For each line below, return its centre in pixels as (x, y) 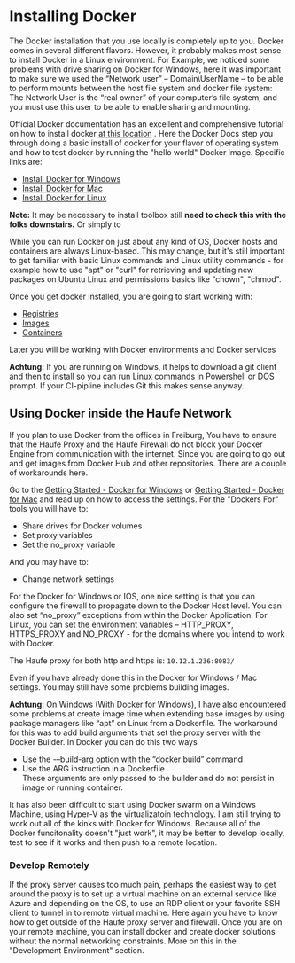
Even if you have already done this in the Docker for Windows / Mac (133, 677)
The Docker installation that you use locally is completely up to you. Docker (147, 41)
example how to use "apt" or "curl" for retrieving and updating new (132, 270)
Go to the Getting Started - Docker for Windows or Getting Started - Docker (147, 489)
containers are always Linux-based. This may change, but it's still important (147, 251)
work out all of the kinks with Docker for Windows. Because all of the (135, 823)
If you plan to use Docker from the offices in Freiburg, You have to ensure (143, 435)
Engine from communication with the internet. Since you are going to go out (147, 453)
